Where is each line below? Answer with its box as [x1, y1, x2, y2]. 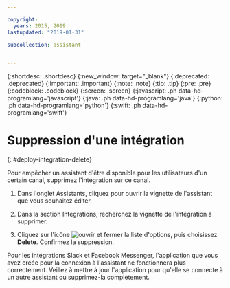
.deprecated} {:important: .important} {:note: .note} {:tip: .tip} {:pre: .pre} [7, 80, 211, 88]
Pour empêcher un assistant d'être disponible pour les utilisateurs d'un [7, 169, 207, 177]
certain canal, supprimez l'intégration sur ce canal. [7, 176, 151, 184]
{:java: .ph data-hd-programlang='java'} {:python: [82, 94, 223, 102]
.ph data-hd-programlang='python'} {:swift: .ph [7, 101, 141, 110]
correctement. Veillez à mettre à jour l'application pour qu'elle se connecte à [7, 266, 223, 274]
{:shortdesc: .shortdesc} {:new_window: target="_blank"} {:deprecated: [7, 72, 209, 80]
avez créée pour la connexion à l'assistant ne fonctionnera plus [7, 258, 187, 267]
